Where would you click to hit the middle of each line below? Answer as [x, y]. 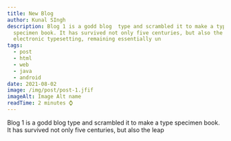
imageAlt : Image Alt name [44, 97]
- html [23, 58]
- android [27, 77]
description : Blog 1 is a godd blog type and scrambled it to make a [110, 26]
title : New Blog [30, 13]
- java [23, 71]
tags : [15, 45]
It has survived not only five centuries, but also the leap [86, 130]
